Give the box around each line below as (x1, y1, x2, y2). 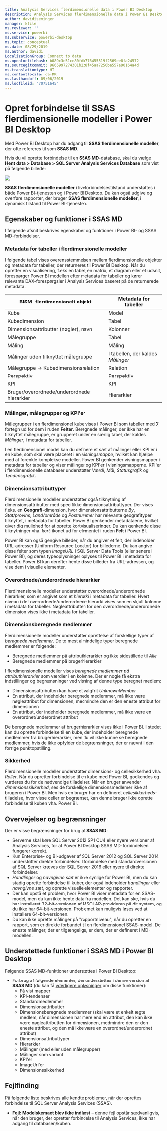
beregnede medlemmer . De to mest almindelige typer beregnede (5, 638, 138, 644)
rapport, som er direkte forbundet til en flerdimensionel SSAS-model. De (12, 922, 161, 928)
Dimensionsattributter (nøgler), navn (7, 326, 93, 333)
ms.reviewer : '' (5, 26, 39, 31)
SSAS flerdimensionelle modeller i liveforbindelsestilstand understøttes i (5, 184, 155, 190)
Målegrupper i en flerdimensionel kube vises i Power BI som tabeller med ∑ (5, 421, 159, 427)
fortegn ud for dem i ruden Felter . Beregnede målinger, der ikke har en (5, 426, 150, 432)
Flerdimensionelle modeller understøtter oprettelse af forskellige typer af (5, 632, 154, 638)
